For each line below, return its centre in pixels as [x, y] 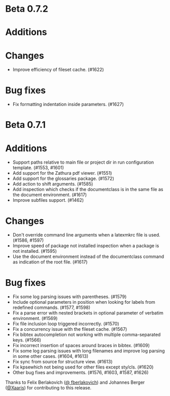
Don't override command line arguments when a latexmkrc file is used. [87, 235]
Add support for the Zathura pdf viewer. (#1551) [62, 173]
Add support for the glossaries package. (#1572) [63, 178]
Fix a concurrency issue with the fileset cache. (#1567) [70, 329]
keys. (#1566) [27, 340]
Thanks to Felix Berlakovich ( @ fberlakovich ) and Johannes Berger [75, 382]
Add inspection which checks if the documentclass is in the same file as [88, 190]
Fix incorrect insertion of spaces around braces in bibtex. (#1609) [81, 346]
